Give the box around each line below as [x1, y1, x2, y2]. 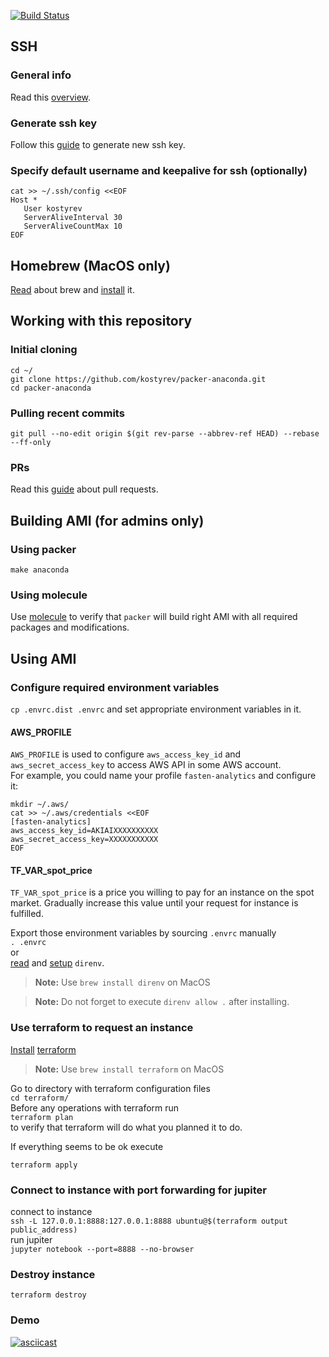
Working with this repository [10, 313, 193, 330]
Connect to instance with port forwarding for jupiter [10, 1183, 267, 1197]
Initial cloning [10, 343, 78, 357]
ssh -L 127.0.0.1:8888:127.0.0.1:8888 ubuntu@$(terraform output [10, 1216, 288, 1227]
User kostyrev [23, 204, 83, 214]
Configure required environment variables [10, 680, 220, 694]
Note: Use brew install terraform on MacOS [34, 1063, 225, 1075]
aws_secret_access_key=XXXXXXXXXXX [10, 835, 159, 845]
